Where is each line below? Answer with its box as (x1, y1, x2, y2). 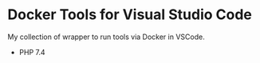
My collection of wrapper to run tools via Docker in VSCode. (7, 32, 205, 41)
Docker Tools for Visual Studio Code (7, 6, 253, 24)
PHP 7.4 (18, 47, 45, 57)
